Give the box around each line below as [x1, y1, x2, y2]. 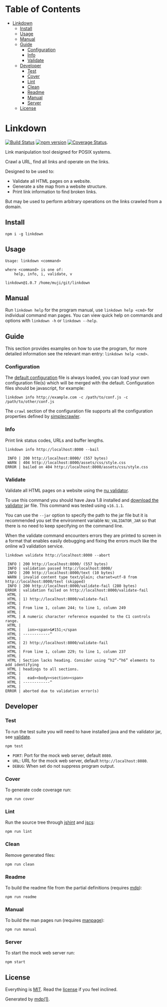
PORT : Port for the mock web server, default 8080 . [12, 752, 112, 758]
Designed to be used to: [5, 168, 55, 174]
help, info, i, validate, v [14, 271, 72, 276]
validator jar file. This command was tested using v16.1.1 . [5, 502, 124, 509]
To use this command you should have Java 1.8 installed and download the [5, 497, 159, 503]
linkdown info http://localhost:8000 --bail [5, 447, 99, 452]
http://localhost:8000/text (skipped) [5, 579, 86, 584]
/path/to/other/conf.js [5, 399, 55, 404]
